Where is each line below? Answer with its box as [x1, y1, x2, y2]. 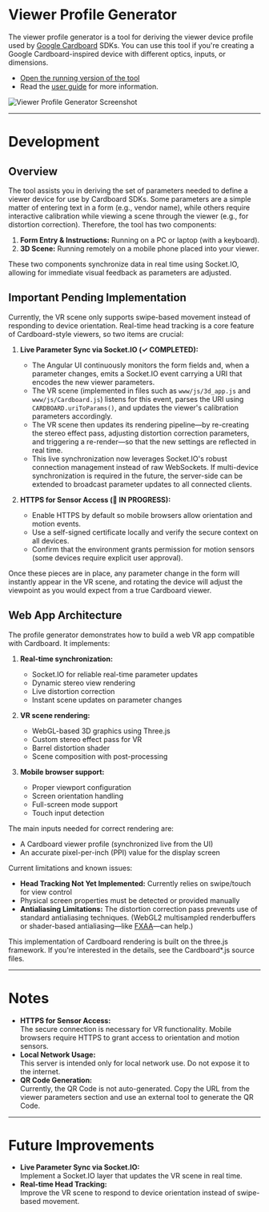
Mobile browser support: [19, 767, 105, 777]
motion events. [31, 519, 82, 528]
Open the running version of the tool [19, 73, 140, 82]
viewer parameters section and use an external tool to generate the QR [19, 1092, 254, 1102]
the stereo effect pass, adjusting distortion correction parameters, [31, 428, 250, 438]
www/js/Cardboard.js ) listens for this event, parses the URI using [31, 394, 244, 403]
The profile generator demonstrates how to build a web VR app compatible [8, 630, 255, 640]
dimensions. [8, 58, 49, 67]
